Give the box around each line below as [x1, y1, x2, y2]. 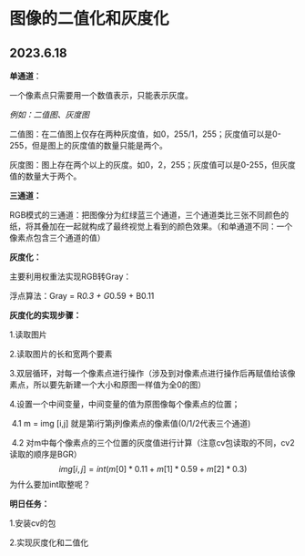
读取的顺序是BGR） [9, 448, 82, 459]
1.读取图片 [9, 329, 47, 340]
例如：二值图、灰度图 [9, 109, 89, 119]
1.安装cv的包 [9, 518, 56, 529]
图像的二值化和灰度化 [9, 8, 170, 29]
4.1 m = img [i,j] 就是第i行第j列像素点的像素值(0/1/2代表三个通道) [11, 418, 251, 428]
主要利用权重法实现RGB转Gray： [9, 271, 132, 282]
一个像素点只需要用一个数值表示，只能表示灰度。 [9, 90, 193, 100]
